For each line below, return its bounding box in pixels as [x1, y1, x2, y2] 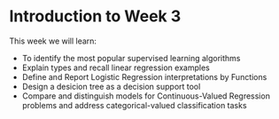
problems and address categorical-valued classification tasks [21, 99, 247, 110]
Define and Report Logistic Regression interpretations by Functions [21, 71, 267, 82]
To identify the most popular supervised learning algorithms [21, 52, 241, 63]
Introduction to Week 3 [9, 6, 182, 27]
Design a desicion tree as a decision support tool [21, 81, 201, 91]
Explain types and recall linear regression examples [21, 62, 210, 73]
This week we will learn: [9, 36, 97, 46]
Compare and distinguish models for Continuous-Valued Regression [21, 91, 270, 101]
